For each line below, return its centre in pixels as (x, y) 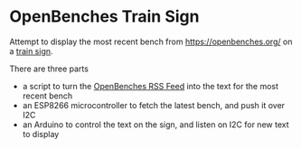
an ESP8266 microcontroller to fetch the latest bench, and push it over (154, 105)
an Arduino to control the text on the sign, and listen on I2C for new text (155, 125)
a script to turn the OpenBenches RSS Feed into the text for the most (150, 86)
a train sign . (31, 51)
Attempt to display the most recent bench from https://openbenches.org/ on (151, 42)
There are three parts (49, 69)
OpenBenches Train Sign (104, 17)
